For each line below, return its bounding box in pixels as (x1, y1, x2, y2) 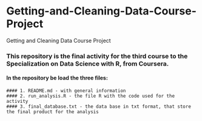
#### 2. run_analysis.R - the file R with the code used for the (6, 93, 175, 99)
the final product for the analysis (6, 109, 99, 115)
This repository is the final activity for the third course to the (6, 52, 188, 60)
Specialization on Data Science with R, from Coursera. (6, 59, 169, 67)
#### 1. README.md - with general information (6, 88, 126, 94)
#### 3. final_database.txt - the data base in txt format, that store (6, 104, 191, 110)
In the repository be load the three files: (6, 74, 108, 82)
